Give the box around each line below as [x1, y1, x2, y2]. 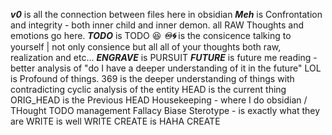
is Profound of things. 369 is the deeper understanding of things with [10, 73, 295, 84]
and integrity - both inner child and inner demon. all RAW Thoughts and [10, 19, 305, 31]
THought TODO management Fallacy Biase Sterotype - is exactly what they [10, 105, 321, 116]
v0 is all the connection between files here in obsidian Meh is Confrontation [10, 9, 323, 20]
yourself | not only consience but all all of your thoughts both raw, [10, 41, 282, 53]
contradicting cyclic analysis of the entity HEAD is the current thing [10, 84, 287, 95]
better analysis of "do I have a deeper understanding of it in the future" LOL [10, 62, 322, 74]
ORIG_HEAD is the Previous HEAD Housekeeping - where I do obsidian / [10, 94, 308, 106]
